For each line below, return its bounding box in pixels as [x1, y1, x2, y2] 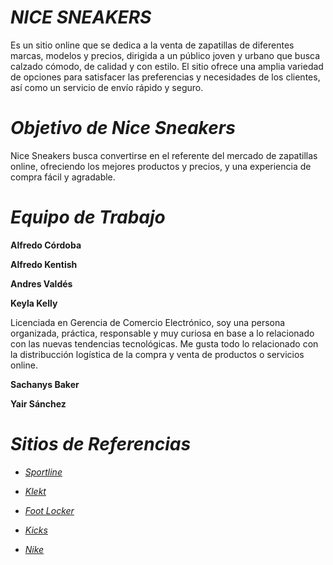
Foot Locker [24, 504, 75, 516]
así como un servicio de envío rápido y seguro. [10, 81, 204, 93]
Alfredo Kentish [10, 258, 78, 270]
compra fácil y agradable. [10, 171, 116, 183]
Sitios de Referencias [10, 433, 192, 455]
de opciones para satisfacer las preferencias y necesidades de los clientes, [10, 71, 321, 83]
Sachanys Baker [10, 378, 80, 390]
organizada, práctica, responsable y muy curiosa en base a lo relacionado [10, 327, 315, 339]
